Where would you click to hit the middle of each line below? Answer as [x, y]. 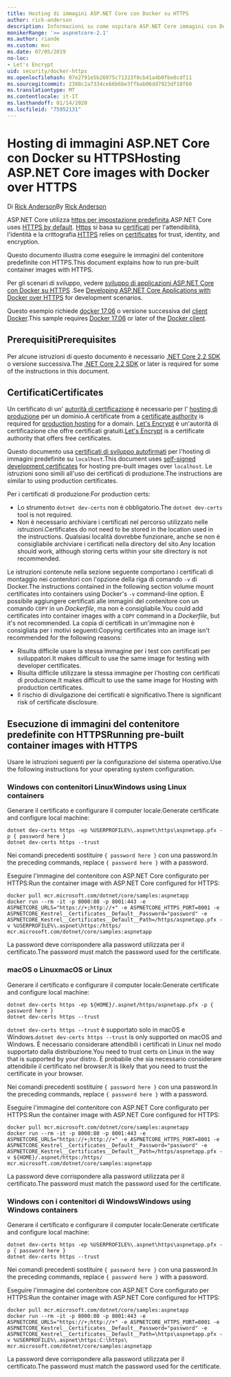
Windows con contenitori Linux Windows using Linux [97, 787]
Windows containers [43, 1210]
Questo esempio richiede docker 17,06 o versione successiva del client [107, 311]
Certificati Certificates [55, 392]
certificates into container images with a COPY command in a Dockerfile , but [113, 616]
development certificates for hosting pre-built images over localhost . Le [110, 466]
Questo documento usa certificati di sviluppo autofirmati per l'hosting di [109, 452]
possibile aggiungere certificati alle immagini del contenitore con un [103, 601]
